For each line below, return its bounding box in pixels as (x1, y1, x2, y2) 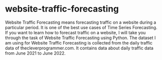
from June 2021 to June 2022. (5, 50, 66, 56)
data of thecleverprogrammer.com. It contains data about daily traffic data (5, 45, 154, 51)
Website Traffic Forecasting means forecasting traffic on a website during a (5, 19, 157, 25)
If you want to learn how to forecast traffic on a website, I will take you (5, 30, 146, 35)
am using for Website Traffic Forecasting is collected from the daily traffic (5, 40, 153, 45)
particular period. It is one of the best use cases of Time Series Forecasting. (5, 24, 158, 30)
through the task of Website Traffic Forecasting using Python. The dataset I (5, 35, 156, 41)
